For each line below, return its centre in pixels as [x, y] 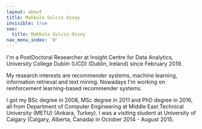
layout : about [24, 12]
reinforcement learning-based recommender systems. [74, 88]
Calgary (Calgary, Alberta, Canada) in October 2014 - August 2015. [90, 119]
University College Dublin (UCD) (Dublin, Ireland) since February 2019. [94, 64]
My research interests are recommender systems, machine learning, [92, 75]
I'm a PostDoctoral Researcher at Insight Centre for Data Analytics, [90, 57]
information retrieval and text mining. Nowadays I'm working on [86, 82]
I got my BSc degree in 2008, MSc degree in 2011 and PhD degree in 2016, [99, 100]
